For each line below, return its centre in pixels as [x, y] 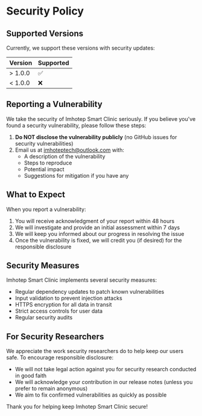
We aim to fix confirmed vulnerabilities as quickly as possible [91, 395]
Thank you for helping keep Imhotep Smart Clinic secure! [77, 407]
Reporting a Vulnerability [54, 104]
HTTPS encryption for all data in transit [63, 305]
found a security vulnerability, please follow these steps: [76, 125]
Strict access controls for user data [59, 311]
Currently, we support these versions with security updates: [80, 48]
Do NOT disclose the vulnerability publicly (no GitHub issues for [96, 137]
